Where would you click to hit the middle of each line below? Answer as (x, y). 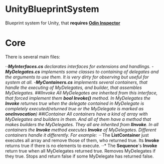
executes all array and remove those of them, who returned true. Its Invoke (82, 140)
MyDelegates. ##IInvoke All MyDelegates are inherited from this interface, (82, 92)
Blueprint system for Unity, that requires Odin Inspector (63, 23)
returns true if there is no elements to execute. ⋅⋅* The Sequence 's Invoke (81, 146)
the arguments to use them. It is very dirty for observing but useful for (77, 77)
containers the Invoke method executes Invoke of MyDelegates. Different (81, 130)
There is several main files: (33, 57)
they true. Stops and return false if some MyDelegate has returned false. (80, 156)
